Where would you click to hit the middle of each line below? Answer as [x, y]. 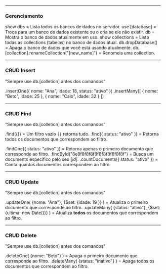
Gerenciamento [24, 16]
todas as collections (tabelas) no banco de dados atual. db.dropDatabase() [81, 43]
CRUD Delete [21, 235]
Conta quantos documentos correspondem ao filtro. [58, 164]
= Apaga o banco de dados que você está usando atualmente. [68, 48]
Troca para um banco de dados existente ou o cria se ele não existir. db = [80, 32]
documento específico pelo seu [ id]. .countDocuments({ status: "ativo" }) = [82, 159]
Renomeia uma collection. [129, 53]
